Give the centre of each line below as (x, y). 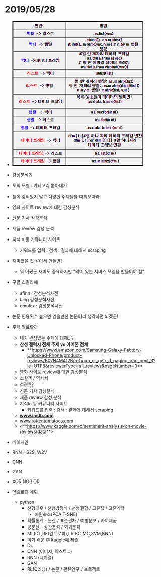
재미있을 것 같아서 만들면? (37, 261)
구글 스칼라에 (25, 282)
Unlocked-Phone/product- (55, 355)
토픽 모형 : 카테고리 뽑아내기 (39, 185)
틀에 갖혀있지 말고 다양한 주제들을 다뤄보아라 (56, 196)
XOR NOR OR (26, 482)
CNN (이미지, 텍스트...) (50, 551)
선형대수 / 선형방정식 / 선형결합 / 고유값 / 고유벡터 (76, 508)
